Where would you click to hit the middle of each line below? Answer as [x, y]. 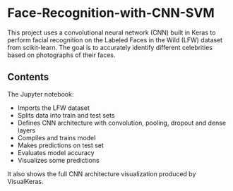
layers [26, 130]
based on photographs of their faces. [61, 55]
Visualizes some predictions [59, 160]
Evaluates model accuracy [56, 152]
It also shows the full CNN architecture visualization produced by [102, 173]
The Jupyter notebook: [41, 94]
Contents [28, 77]
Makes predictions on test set [61, 145]
